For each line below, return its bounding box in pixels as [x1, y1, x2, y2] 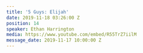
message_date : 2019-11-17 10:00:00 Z [6, 37, 102, 43]
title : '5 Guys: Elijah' [6, 9, 69, 15]
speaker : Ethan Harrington [6, 26, 75, 32]
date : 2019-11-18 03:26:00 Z [6, 15, 80, 21]
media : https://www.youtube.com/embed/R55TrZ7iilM [6, 32, 137, 38]
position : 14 [6, 20, 39, 26]
